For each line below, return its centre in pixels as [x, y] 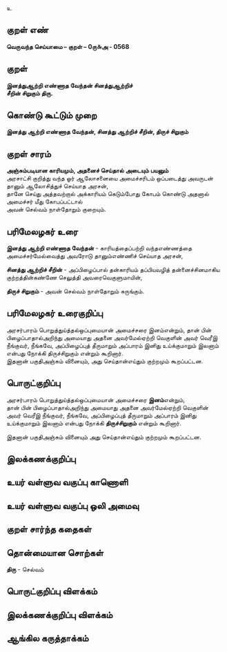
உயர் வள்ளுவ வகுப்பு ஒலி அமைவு [73, 505]
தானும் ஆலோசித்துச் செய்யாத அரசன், [57, 186]
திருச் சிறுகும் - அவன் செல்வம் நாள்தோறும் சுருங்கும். [75, 291]
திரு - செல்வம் [25, 569]
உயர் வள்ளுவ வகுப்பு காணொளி [67, 483]
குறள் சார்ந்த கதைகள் [49, 530]
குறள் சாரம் [29, 154]
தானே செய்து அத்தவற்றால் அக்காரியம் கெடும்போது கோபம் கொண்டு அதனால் [108, 194]
